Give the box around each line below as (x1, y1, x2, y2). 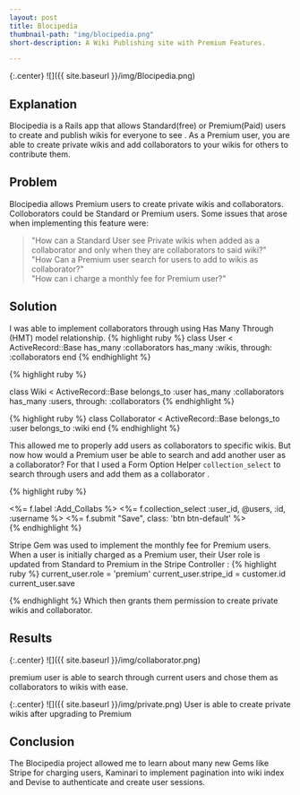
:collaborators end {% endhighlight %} (9, 351, 151, 362)
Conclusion (9, 734, 75, 749)
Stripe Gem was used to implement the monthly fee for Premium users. (9, 540, 271, 550)
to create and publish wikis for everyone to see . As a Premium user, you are (9, 130, 291, 141)
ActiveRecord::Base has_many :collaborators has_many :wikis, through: (9, 341, 273, 352)
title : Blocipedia (9, 22, 78, 30)
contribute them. (9, 149, 71, 160)
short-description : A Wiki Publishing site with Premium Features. (9, 38, 267, 48)
